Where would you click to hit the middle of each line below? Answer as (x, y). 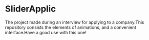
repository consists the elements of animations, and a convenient (71, 27)
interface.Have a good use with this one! (46, 32)
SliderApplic (31, 9)
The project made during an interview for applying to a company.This (74, 22)
